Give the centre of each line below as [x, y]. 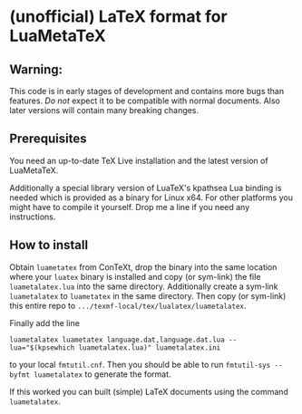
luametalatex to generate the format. [102, 374]
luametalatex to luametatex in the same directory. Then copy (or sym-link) [148, 295]
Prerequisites [48, 139]
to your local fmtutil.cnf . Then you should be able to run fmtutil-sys [140, 364]
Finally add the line [44, 323]
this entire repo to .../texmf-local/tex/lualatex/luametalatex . [128, 305]
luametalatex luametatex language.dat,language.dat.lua [117, 340]
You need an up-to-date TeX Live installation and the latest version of [139, 160]
